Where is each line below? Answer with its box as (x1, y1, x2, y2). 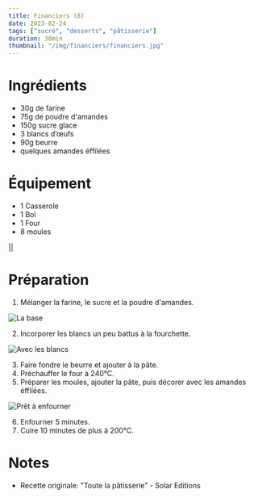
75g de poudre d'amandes (19, 112, 109, 122)
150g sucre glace (19, 120, 77, 130)
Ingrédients (8, 77, 87, 95)
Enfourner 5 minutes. (19, 416, 90, 426)
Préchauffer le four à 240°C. (19, 368, 115, 378)
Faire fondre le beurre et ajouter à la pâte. (19, 360, 159, 370)
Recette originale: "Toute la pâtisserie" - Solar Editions (19, 480, 202, 490)
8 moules (19, 227, 52, 236)
